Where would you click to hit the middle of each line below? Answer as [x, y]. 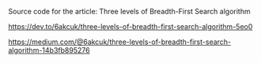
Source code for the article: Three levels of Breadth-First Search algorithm [129, 11]
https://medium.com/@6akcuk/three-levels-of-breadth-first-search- [120, 42]
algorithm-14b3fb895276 [49, 50]
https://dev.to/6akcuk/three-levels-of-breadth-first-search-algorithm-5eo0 [130, 26]
